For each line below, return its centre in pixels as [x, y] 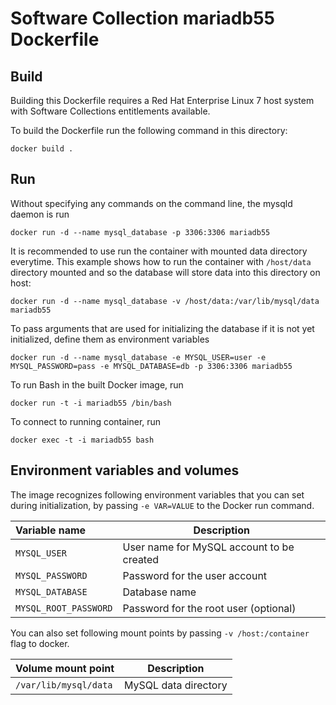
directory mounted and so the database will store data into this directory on [165, 272]
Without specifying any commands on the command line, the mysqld [151, 203]
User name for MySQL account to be [208, 547]
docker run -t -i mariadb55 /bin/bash [91, 403]
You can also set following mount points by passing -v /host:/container [160, 633]
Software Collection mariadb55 [142, 18]
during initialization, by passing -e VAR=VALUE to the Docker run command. [162, 505]
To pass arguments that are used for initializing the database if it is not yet [162, 328]
